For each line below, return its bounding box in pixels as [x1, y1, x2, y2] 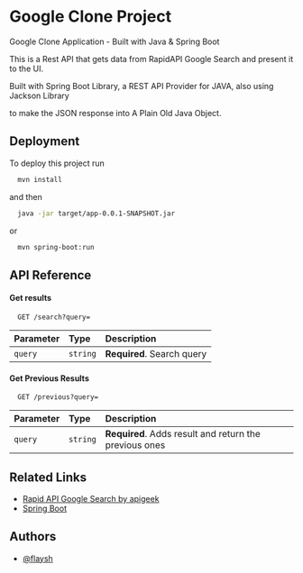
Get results [9, 293, 52, 304]
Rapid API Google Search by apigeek [22, 493, 160, 504]
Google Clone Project [9, 6, 172, 27]
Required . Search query [105, 347, 207, 359]
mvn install [17, 175, 63, 184]
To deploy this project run [9, 158, 106, 168]
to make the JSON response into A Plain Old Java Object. [9, 107, 222, 118]
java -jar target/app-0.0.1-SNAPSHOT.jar [17, 209, 176, 218]
